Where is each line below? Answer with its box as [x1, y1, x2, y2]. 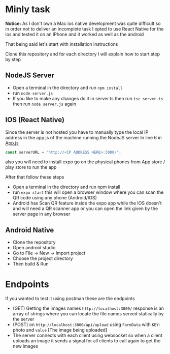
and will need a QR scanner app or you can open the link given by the [12, 205, 158, 212]
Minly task [5, 4, 51, 15]
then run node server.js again [12, 101, 76, 107]
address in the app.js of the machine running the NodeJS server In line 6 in [5, 134, 162, 140]
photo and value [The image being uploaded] [12, 327, 108, 333]
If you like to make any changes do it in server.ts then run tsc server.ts [12, 95, 163, 101]
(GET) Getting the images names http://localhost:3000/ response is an [12, 305, 164, 311]
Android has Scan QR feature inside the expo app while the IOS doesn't [12, 200, 162, 206]
